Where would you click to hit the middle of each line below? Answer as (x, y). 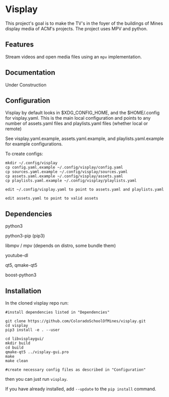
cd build (14, 348)
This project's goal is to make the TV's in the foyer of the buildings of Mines (84, 23)
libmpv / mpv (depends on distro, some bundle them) (61, 245)
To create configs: (24, 154)
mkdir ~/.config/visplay (31, 163)
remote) (13, 129)
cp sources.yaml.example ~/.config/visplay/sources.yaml (67, 172)
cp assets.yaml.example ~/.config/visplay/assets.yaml (64, 176)
